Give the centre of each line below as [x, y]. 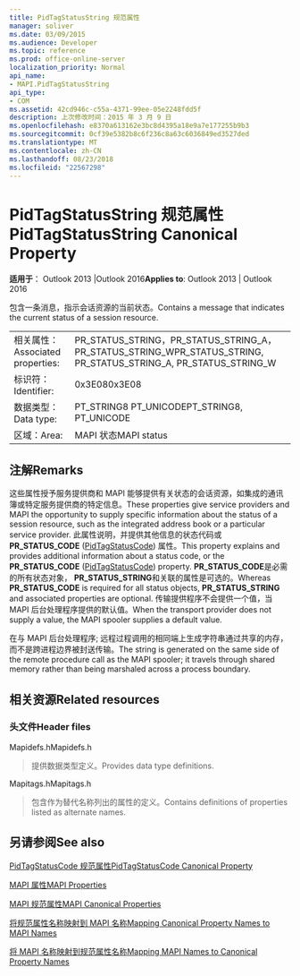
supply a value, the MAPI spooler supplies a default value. [116, 620]
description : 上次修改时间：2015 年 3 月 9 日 [91, 117]
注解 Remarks [46, 470]
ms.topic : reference [48, 51]
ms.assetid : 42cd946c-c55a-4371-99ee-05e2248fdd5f [105, 109]
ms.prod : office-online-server [67, 59]
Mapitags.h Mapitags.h [50, 783]
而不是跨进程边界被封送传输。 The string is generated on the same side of [144, 649]
